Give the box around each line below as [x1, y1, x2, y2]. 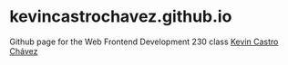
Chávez [9, 45, 38, 56]
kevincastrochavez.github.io [9, 6, 232, 27]
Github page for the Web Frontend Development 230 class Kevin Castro [9, 36, 279, 47]
